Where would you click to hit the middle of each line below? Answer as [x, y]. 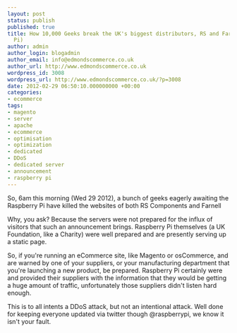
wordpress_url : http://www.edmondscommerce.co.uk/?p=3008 [94, 79]
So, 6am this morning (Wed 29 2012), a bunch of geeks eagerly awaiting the [118, 198]
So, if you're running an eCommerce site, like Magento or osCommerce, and [118, 255]
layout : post [26, 14]
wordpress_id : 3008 [36, 73]
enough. [19, 293]
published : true [31, 27]
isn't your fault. [29, 321]
